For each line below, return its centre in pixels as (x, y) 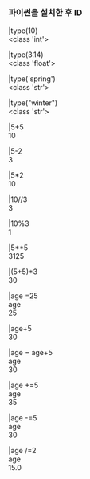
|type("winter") (33, 103)
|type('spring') (32, 79)
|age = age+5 (31, 353)
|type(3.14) (26, 55)
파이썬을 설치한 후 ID (45, 12)
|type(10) (23, 31)
